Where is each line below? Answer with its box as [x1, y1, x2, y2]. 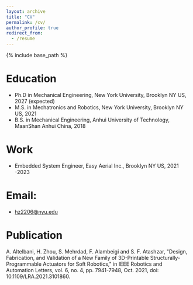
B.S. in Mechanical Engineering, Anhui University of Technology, [14, 116, 170, 123]
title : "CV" [6, 14, 35, 20]
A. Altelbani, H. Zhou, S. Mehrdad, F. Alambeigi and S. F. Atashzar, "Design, [6, 248, 188, 255]
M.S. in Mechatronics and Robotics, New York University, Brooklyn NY [14, 103, 184, 111]
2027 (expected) [14, 98, 56, 105]
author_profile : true [6, 25, 59, 31]
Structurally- [150, 254, 180, 261]
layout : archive [6, 8, 46, 15]
